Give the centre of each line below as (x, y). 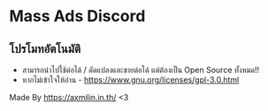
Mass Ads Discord (77, 16)
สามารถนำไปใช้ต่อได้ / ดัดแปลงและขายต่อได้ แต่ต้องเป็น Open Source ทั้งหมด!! (141, 70)
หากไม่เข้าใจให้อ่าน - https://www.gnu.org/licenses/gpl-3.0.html (130, 80)
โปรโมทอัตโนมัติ (45, 49)
